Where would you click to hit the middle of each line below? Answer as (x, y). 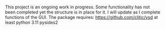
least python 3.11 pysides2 (32, 22)
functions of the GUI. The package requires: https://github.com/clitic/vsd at (82, 17)
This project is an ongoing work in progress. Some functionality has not (78, 7)
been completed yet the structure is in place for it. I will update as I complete (83, 12)
